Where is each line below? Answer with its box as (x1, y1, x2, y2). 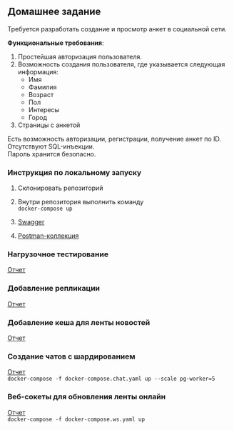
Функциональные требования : (7, 39, 104, 47)
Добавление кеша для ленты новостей (7, 317, 151, 327)
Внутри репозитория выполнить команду (17, 198, 144, 206)
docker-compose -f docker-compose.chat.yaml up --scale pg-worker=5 (7, 375, 215, 383)
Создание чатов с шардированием (7, 351, 136, 361)
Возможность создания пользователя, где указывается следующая (17, 60, 225, 69)
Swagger (17, 218, 45, 226)
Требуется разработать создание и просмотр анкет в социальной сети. (7, 24, 227, 33)
